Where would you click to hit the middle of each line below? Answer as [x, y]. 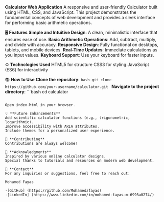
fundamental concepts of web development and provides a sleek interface [80, 17]
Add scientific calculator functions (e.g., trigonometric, [68, 118]
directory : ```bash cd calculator [37, 92]
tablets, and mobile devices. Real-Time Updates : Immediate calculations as [81, 50]
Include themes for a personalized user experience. [60, 131]
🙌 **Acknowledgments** [28, 152]
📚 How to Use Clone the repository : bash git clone [58, 79]
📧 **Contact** [20, 169]
